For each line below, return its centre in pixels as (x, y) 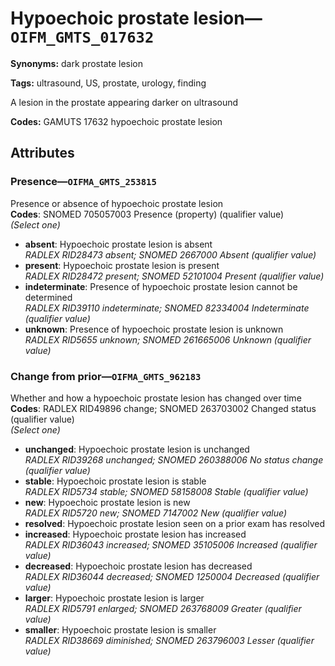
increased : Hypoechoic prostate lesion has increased (135, 534)
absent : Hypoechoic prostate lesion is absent (118, 244)
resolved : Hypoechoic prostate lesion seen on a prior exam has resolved (175, 523)
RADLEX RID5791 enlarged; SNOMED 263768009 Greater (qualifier (163, 608)
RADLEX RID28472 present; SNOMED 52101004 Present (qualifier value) (174, 276)
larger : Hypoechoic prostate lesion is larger (114, 598)
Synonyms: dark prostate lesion (77, 63)
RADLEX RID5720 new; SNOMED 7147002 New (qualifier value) (156, 513)
